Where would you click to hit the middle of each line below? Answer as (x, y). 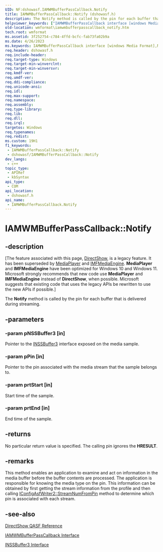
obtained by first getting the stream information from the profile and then (78, 489)
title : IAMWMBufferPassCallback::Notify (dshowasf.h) (61, 14)
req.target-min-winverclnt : (33, 64)
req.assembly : (19, 105)
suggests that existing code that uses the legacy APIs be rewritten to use (78, 284)
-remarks (19, 461)
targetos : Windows (24, 127)
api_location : (19, 191)
